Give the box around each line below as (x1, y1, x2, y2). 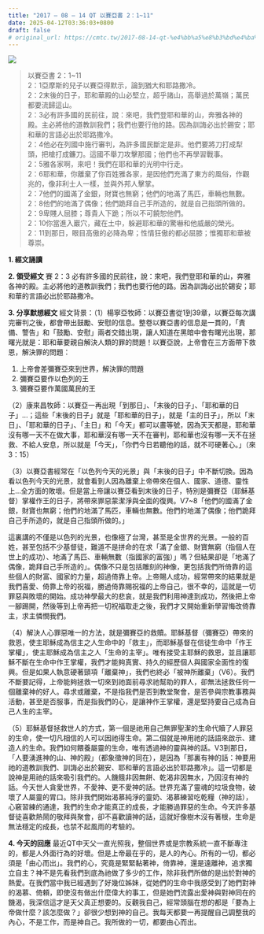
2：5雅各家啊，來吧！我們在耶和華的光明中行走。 (27, 159, 188, 169)
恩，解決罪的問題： (8, 347, 71, 357)
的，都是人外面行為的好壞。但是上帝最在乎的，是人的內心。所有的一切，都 (8, 848, 249, 858)
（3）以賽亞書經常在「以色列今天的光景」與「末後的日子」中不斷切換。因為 (8, 466, 254, 476)
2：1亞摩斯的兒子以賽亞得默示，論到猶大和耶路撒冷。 (27, 80, 200, 91)
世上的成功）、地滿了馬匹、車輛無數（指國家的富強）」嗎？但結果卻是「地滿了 (8, 552, 256, 562)
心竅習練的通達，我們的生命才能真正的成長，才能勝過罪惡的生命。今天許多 (8, 802, 249, 812)
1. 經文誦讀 (8, 255, 43, 265)
